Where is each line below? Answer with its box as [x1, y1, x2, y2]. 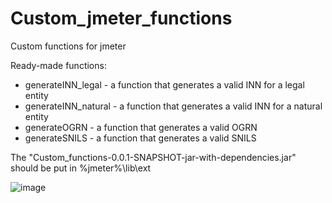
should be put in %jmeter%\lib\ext [10, 162, 152, 174]
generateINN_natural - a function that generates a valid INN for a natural [24, 100, 323, 112]
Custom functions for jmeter [10, 40, 127, 52]
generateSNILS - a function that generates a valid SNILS [24, 132, 257, 144]
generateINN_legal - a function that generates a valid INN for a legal [24, 78, 305, 91]
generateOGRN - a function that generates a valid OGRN [24, 121, 258, 133]
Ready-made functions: [10, 59, 107, 71]
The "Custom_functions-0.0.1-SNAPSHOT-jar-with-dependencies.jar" [10, 151, 297, 163]
